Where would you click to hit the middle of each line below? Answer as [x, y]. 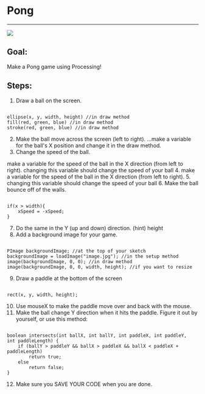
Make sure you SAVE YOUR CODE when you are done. [84, 384]
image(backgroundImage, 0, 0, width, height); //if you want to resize [99, 267]
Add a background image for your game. [67, 234]
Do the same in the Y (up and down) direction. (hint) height [89, 228]
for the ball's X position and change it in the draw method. [89, 145]
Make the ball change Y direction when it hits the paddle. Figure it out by [106, 312]
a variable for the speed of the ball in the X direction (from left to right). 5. [99, 177]
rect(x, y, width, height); [43, 295]
